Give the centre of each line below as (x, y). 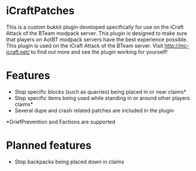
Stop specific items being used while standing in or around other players (102, 98)
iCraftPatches (40, 11)
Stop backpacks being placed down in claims (69, 162)
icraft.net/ (18, 52)
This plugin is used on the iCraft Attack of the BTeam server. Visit (85, 46)
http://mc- (177, 46)
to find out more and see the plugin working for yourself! (99, 52)
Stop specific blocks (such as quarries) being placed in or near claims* (100, 91)
